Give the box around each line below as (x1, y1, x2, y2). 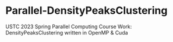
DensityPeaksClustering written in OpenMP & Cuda (5, 29, 129, 36)
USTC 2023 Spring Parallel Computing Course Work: (5, 23, 132, 30)
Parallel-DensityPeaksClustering (5, 4, 168, 17)
